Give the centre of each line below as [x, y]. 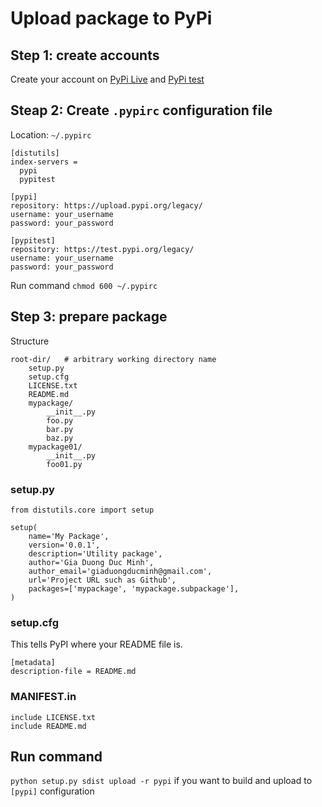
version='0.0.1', [64, 545]
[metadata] [33, 663]
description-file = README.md [73, 672]
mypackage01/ [55, 447]
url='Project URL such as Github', [102, 580]
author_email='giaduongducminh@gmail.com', [120, 571]
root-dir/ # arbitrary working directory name [113, 359]
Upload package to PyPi [111, 18]
